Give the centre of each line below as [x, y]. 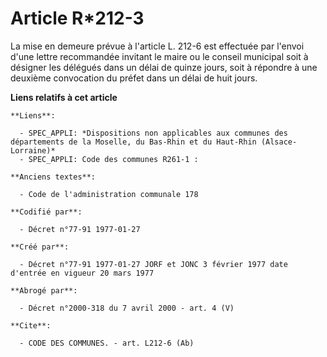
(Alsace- [279, 142]
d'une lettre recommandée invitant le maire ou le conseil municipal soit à [159, 56]
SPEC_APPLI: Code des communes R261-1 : [113, 159]
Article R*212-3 [77, 18]
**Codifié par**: [46, 212]
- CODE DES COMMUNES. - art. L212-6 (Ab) [107, 343]
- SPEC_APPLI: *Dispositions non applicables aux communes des [153, 133]
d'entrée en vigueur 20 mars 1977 [82, 273]
